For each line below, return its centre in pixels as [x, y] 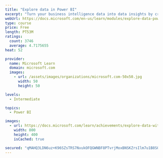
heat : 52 [14, 50]
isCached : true [29, 139]
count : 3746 [22, 41]
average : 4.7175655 [29, 46]
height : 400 [26, 134]
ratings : [14, 37]
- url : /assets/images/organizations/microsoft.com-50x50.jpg [78, 77]
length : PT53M [19, 32]
